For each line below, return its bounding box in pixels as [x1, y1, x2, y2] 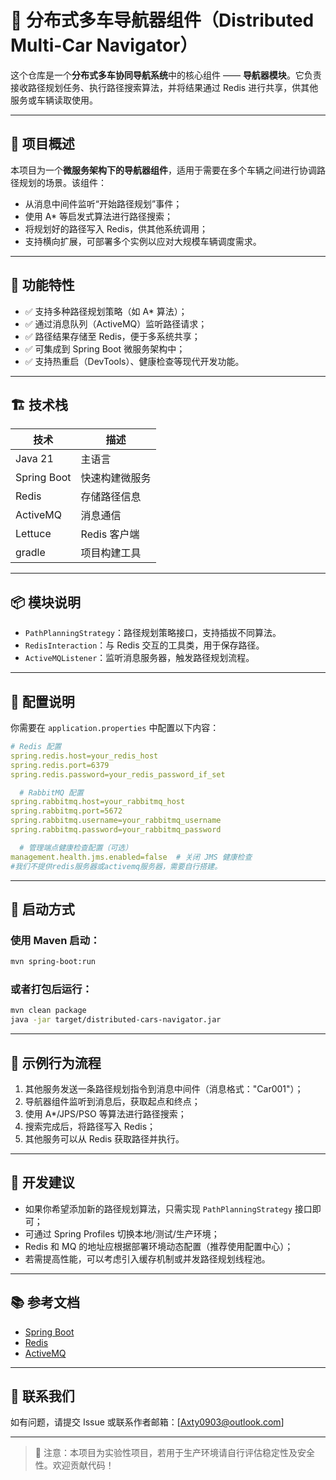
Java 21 [15, 452, 54, 466]
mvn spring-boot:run [10, 957, 97, 967]
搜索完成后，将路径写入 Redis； [24, 1120, 157, 1132]
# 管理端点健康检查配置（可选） [19, 842, 133, 853]
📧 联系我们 [10, 1387, 75, 1405]
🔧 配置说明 [10, 693, 75, 710]
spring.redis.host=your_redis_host [10, 751, 159, 761]
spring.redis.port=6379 [10, 760, 110, 770]
